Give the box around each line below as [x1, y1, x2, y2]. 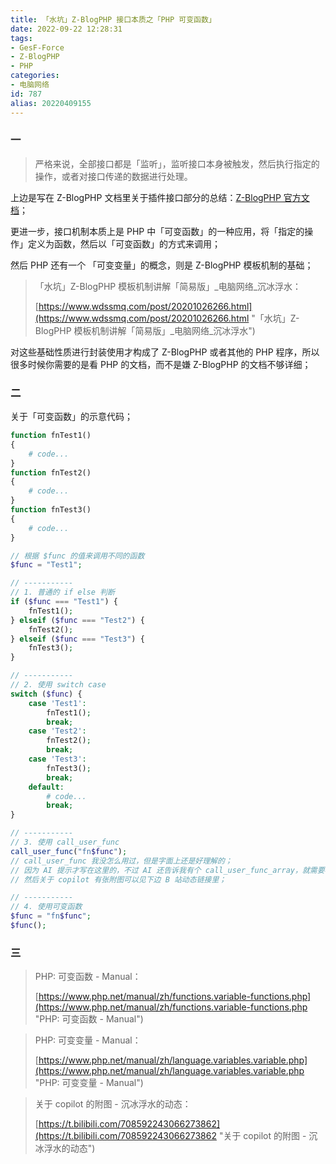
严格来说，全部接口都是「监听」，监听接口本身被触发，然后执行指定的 [34, 157, 320, 170]
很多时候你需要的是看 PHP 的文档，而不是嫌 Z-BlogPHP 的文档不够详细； [10, 358, 312, 370]
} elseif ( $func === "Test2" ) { [10, 615, 145, 625]
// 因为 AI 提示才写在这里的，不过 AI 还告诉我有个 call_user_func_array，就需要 [10, 865, 325, 875]
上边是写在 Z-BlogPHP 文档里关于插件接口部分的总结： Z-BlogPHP [10, 191, 282, 203]
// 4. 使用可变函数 [10, 902, 83, 912]
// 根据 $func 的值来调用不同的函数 [10, 551, 145, 561]
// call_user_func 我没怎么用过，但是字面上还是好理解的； [10, 856, 233, 866]
